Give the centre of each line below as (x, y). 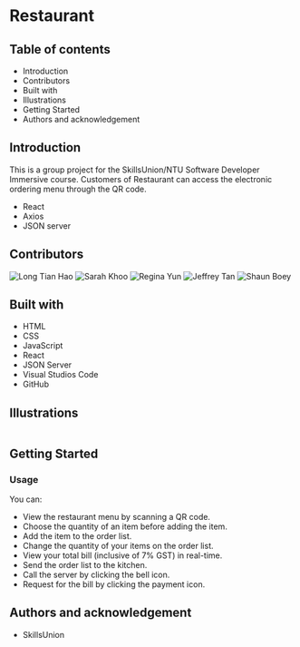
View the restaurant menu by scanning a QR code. (116, 516)
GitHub (36, 384)
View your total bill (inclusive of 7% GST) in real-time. (122, 555)
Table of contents (60, 49)
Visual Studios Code (60, 375)
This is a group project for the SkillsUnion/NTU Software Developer (135, 170)
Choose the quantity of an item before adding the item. (125, 526)
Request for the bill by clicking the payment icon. (114, 584)
